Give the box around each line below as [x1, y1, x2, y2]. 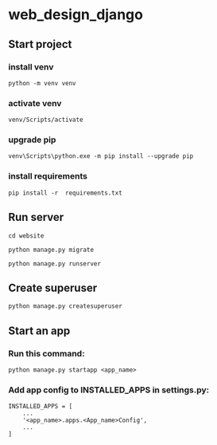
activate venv [8, 97, 62, 108]
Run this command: [8, 348, 85, 359]
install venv [8, 61, 54, 73]
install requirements [8, 171, 87, 182]
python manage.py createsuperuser [8, 302, 123, 310]
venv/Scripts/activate [8, 116, 83, 124]
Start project [8, 37, 72, 51]
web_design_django [8, 6, 143, 24]
